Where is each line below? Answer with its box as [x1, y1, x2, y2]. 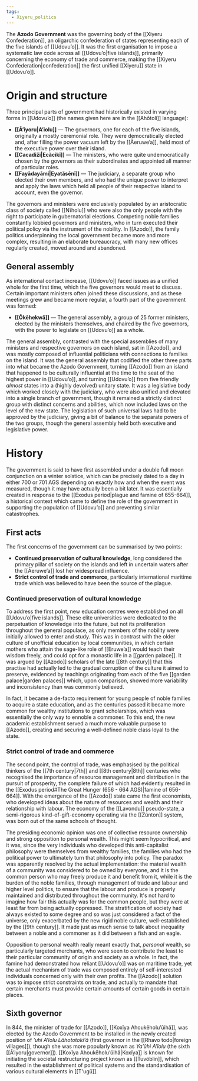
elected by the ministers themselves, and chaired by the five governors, [14, 320, 189, 327]
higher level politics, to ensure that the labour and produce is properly [6, 885, 176, 892]
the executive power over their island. [14, 145, 106, 152]
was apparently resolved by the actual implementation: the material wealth [6, 860, 187, 867]
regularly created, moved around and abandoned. [6, 244, 127, 251]
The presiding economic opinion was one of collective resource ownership [6, 829, 187, 836]
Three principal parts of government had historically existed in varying [6, 108, 177, 115]
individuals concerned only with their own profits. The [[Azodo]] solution [6, 972, 183, 979]
